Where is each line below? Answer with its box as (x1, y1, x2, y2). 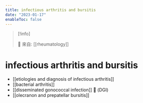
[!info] (17, 31, 30, 37)
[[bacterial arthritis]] (12, 82, 55, 88)
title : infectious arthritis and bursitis (5, 7, 96, 13)
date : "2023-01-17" (5, 12, 46, 17)
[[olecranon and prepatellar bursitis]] (12, 92, 89, 98)
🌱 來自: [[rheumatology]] (17, 41, 69, 47)
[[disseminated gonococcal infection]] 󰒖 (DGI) (12, 87, 109, 93)
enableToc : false (5, 17, 42, 22)
